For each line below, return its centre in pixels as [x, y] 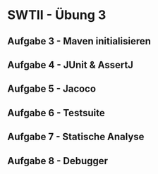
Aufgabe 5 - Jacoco [52, 89]
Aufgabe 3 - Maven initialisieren [79, 41]
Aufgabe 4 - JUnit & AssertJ [71, 64]
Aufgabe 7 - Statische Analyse [76, 137]
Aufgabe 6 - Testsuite [56, 113]
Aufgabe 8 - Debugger [57, 161]
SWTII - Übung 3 [57, 15]
